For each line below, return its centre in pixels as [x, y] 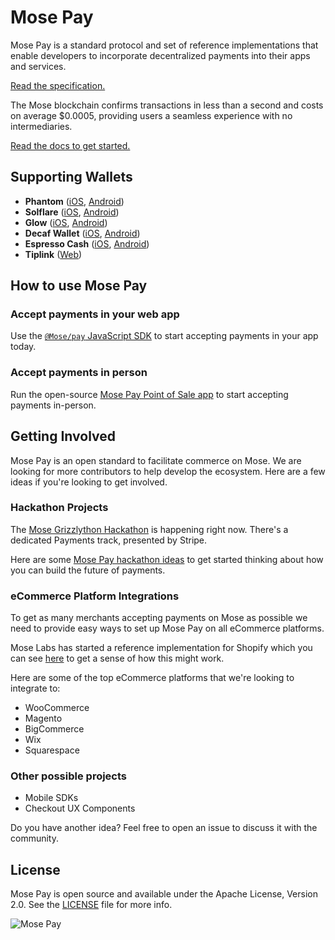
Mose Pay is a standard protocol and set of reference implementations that [164, 45]
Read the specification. [58, 85]
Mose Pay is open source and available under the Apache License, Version [164, 894]
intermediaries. [41, 126]
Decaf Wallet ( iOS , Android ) [82, 233]
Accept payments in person [79, 373]
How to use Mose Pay [79, 286]
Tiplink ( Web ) [53, 254]
